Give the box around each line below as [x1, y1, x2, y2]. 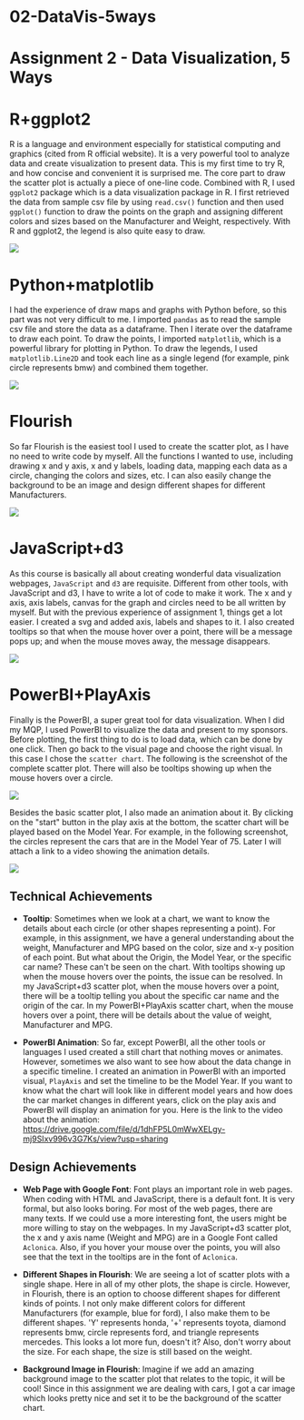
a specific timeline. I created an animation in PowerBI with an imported [22, 1065, 286, 1077]
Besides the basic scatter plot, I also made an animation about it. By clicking [9, 807, 294, 818]
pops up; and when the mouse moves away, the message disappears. [9, 636, 270, 646]
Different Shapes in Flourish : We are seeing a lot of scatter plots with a [22, 1268, 290, 1279]
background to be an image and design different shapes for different [9, 479, 266, 491]
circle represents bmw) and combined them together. [9, 362, 209, 373]
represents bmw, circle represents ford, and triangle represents [22, 1326, 260, 1337]
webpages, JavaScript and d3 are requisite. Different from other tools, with [9, 578, 289, 589]
